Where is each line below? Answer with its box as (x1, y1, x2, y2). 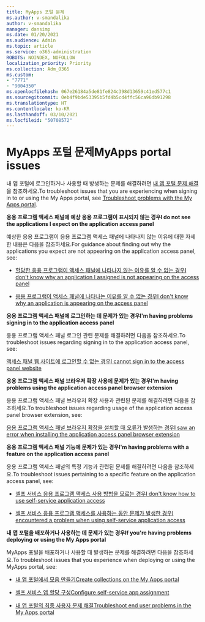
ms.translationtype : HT (6, 100, 67, 106)
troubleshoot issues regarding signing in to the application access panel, (6, 339, 190, 346)
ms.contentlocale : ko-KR (6, 105, 70, 112)
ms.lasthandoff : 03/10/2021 (6, 111, 78, 118)
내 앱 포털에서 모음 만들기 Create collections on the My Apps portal (15, 576, 179, 583)
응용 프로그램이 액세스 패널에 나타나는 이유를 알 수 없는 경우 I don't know (15, 293, 188, 300)
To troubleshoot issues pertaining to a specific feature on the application (12, 471, 196, 478)
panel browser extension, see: (6, 411, 83, 419)
